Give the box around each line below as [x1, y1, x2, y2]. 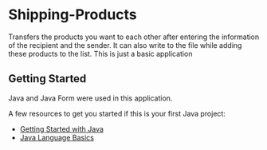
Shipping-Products [8, 6, 137, 24]
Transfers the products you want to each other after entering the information [8, 32, 260, 41]
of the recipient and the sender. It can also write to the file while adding [8, 40, 242, 49]
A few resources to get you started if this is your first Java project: [8, 109, 226, 118]
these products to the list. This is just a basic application [8, 49, 193, 58]
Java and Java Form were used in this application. [8, 93, 173, 103]
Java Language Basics [19, 132, 94, 142]
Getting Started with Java [19, 124, 104, 133]
